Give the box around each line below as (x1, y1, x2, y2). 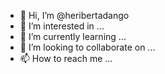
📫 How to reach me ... (19, 53, 113, 64)
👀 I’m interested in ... (19, 20, 105, 32)
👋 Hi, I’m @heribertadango (19, 10, 130, 21)
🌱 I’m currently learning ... (19, 31, 127, 42)
